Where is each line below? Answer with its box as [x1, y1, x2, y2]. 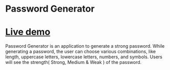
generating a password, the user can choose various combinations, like [5, 49, 156, 55]
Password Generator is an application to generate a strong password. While [5, 43, 165, 49]
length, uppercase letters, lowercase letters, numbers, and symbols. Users [5, 54, 163, 60]
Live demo [5, 26, 51, 38]
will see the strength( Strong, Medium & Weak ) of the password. [5, 59, 142, 65]
